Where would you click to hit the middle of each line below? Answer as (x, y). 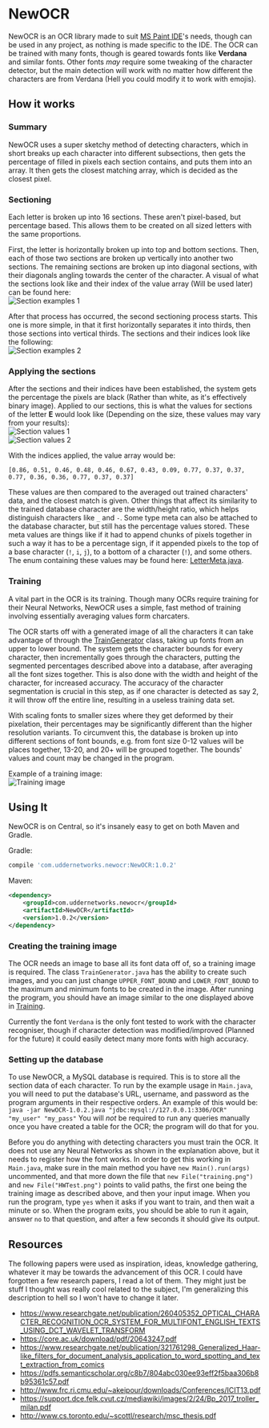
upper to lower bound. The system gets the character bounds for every (125, 648)
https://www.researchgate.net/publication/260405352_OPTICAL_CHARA (140, 1313)
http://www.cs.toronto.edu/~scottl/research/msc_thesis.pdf (118, 1415)
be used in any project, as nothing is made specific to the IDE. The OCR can (133, 44)
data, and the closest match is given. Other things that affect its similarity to (133, 501)
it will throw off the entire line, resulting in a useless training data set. (122, 700)
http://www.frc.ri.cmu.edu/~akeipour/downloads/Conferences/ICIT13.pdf (140, 1389)
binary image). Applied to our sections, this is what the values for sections (130, 406)
